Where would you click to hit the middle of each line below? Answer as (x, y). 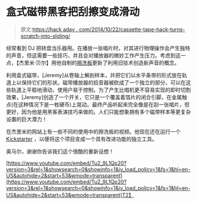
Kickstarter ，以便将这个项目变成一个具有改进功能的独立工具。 (81, 139)
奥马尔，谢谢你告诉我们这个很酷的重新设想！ (60, 151)
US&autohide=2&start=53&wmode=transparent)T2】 (70, 195)
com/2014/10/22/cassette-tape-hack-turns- (132, 29)
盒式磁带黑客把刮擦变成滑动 (73, 12)
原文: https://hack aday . (49, 29)
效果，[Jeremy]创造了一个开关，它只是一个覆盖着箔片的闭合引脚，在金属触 (97, 97)
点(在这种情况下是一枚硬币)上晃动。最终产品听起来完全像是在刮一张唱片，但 (98, 104)
